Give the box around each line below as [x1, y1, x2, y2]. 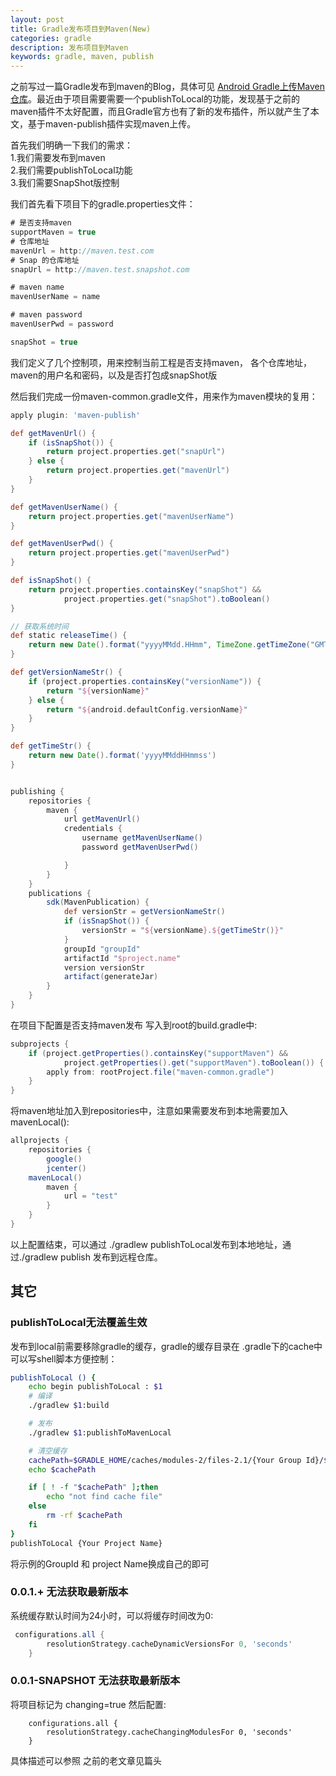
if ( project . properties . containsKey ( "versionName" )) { [28, 676, 262, 686]
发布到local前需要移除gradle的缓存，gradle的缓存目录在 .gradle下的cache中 [10, 1340, 323, 1352]
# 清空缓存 [28, 1446, 68, 1456]
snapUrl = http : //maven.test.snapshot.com [10, 264, 190, 275]
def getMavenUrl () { [10, 428, 97, 438]
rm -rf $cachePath [46, 1511, 123, 1521]
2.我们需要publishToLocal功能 [10, 164, 133, 176]
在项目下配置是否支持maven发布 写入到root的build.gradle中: [10, 1019, 258, 1031]
